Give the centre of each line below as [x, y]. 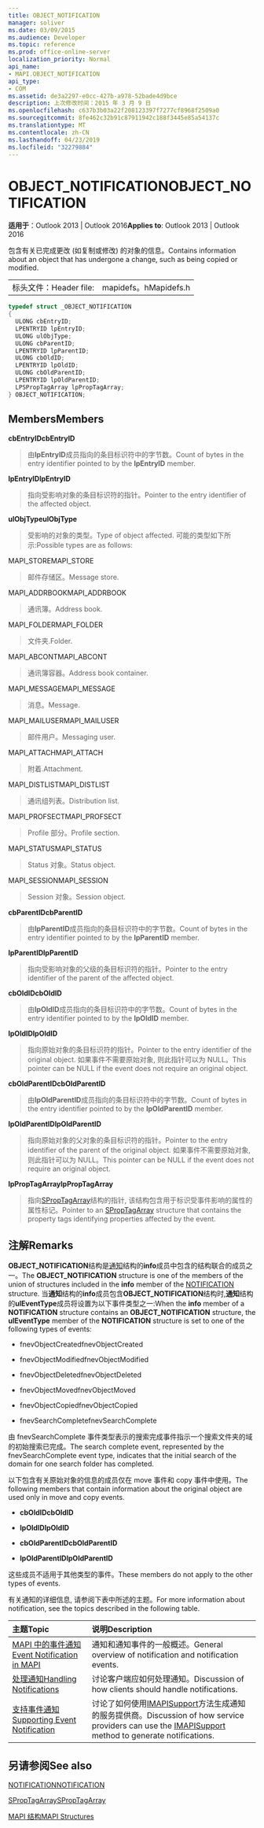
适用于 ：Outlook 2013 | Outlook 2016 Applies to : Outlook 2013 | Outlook [124, 226]
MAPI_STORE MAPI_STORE [51, 560]
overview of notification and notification [165, 1655]
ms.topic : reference [42, 45]
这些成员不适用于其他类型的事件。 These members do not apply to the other [130, 1575]
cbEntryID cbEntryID [42, 438]
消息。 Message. [54, 704]
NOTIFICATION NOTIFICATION [57, 1785]
